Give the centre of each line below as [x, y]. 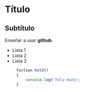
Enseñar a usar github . [29, 40]
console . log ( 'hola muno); [53, 80]
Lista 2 [19, 55]
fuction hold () [33, 70]
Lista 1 [19, 50]
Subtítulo [20, 28]
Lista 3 [19, 61]
